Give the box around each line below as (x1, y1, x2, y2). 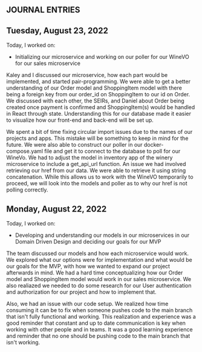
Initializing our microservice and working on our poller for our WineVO (15, 53, 189, 61)
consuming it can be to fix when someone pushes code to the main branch (6, 307, 193, 314)
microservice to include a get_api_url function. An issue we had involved (6, 161, 186, 168)
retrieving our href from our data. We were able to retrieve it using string (6, 167, 186, 174)
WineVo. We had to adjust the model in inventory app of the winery (6, 154, 173, 161)
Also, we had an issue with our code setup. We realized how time (6, 300, 169, 308)
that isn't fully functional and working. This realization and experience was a (6, 313, 197, 320)
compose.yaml (6, 148, 44, 155)
